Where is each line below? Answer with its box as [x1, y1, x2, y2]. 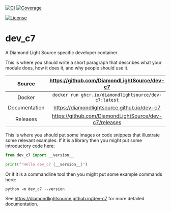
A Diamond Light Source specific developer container [5, 49, 118, 56]
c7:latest [95, 97, 119, 103]
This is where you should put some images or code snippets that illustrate [5, 132, 160, 138]
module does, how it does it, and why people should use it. [5, 64, 129, 71]
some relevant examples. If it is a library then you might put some [5, 137, 142, 143]
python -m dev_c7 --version [5, 186, 65, 192]
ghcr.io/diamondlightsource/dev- [81, 92, 162, 98]
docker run [52, 92, 79, 98]
